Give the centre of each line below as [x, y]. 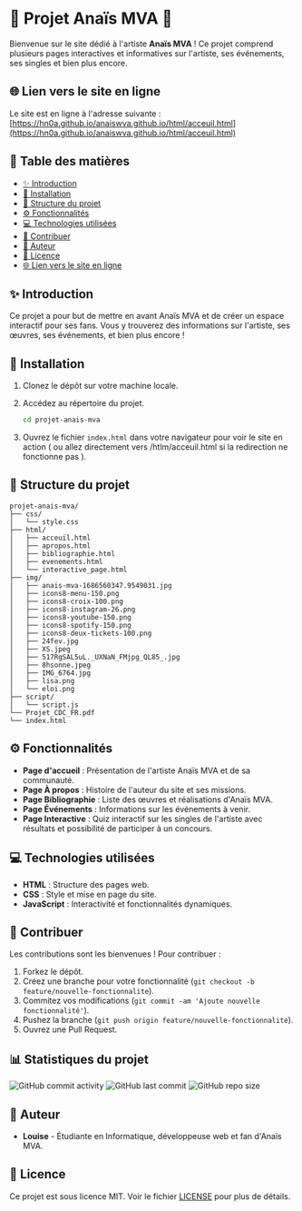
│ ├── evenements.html [56, 561]
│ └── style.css [44, 521]
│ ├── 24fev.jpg [44, 641]
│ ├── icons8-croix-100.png [67, 601]
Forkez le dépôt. [53, 972]
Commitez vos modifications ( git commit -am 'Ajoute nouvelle [141, 1001]
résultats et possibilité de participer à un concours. [117, 828]
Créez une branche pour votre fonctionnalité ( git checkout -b [139, 981]
